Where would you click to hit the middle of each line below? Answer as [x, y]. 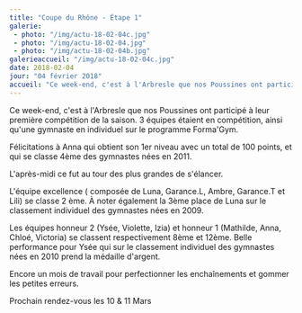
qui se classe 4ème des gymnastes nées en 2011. [101, 156]
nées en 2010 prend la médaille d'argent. [85, 256]
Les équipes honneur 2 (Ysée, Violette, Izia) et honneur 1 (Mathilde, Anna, [145, 228]
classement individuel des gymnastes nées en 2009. [107, 210]
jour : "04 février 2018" [56, 76]
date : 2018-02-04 [42, 68]
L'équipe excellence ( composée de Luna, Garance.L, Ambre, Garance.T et [147, 191]
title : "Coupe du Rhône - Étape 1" [76, 18]
